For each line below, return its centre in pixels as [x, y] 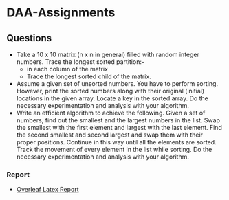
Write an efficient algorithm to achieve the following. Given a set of [111, 113]
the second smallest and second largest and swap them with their [110, 135]
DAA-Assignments [61, 13]
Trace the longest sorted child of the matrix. [89, 76]
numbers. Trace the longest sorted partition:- [80, 62]
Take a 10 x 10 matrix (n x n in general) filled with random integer [108, 54]
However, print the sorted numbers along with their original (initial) [110, 91]
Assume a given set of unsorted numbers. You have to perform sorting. [117, 84]
